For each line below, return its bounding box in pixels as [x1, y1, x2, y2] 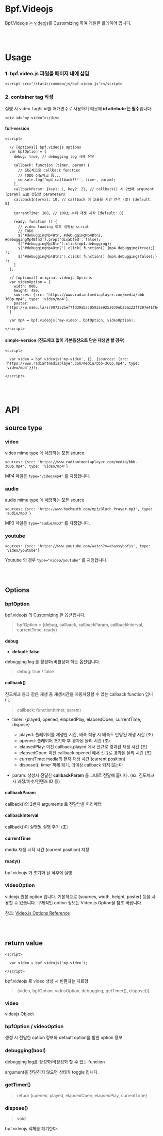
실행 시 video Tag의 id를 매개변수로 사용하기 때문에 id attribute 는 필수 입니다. [5, 105, 153, 111]
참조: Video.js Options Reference [5, 910, 70, 916]
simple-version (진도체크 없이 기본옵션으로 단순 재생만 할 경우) [5, 337, 125, 343]
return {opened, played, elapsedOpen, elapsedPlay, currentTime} [16, 1092, 147, 1098]
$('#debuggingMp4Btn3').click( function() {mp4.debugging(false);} [17, 254, 158, 259]
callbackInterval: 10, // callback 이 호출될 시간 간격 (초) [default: [14, 197, 153, 202]
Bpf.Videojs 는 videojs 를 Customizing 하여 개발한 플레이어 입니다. [5, 20, 132, 26]
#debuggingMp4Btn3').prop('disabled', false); [5, 237, 101, 242]
